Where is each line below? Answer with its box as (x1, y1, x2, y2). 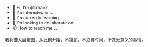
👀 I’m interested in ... (12, 10, 54, 15)
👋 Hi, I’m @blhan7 (12, 5, 48, 10)
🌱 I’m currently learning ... (12, 15, 64, 20)
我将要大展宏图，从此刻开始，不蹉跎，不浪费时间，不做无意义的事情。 (5, 37, 146, 43)
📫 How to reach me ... (12, 25, 57, 31)
